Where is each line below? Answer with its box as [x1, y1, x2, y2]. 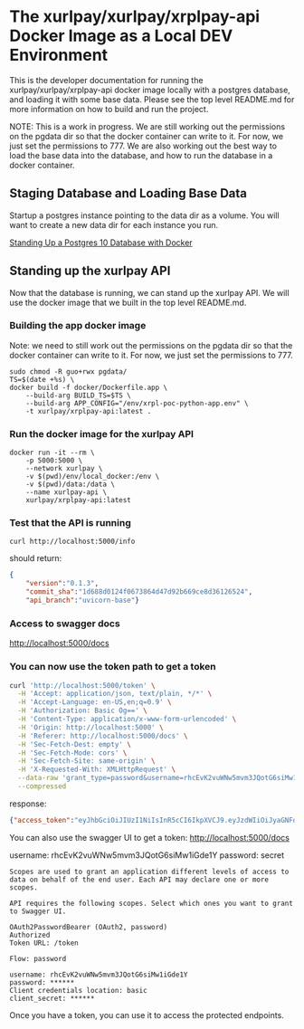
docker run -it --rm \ [9, 448, 95, 458]
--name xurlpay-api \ [25, 488, 107, 497]
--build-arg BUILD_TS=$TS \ [25, 391, 131, 400]
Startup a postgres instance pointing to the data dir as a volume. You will [9, 210, 280, 221]
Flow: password [9, 954, 67, 963]
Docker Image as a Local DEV [9, 25, 233, 46]
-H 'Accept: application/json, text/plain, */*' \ [17, 690, 213, 699]
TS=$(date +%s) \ [9, 375, 75, 384]
